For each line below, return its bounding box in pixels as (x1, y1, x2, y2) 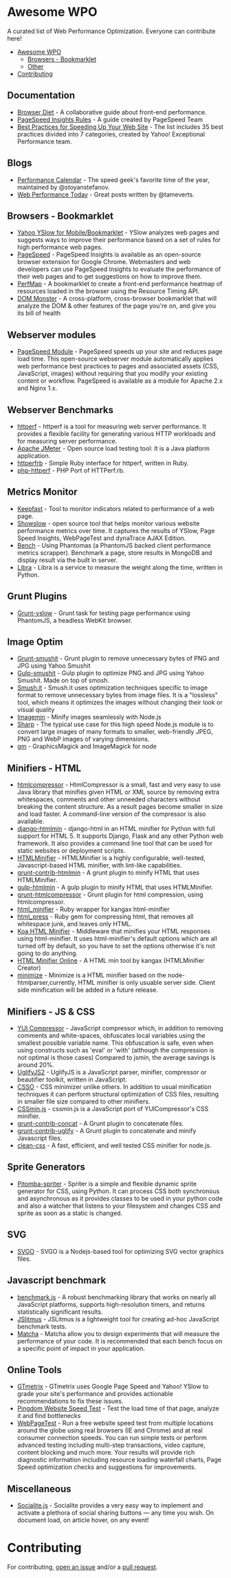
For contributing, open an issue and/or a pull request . (7, 1563, 158, 1571)
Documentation (7, 90, 76, 101)
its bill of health (16, 309, 61, 317)
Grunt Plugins (7, 590, 67, 602)
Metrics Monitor (7, 486, 78, 498)
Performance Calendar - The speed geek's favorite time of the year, (16, 175, 210, 183)
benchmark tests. (16, 1322, 67, 1330)
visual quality (16, 706, 55, 714)
